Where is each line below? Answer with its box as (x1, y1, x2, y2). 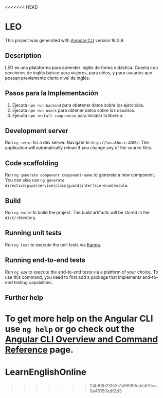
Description (5, 51, 41, 60)
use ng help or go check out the (5, 324, 135, 334)
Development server (5, 127, 69, 135)
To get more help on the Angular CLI (5, 313, 153, 324)
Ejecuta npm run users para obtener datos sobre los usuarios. (12, 107, 135, 113)
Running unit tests (5, 229, 62, 237)
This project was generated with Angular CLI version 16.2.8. (5, 37, 125, 43)
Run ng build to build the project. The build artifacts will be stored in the (5, 210, 150, 215)
